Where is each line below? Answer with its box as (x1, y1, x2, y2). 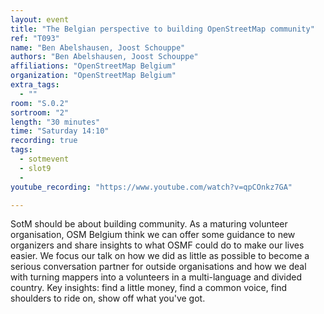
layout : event (10, 14, 70, 25)
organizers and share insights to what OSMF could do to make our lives (10, 239, 305, 251)
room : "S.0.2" (10, 98, 70, 108)
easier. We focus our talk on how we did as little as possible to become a (10, 250, 310, 262)
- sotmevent (19, 154, 70, 164)
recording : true (10, 136, 78, 146)
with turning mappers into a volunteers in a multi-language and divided (10, 271, 303, 283)
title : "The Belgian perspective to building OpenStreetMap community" (10, 24, 315, 34)
